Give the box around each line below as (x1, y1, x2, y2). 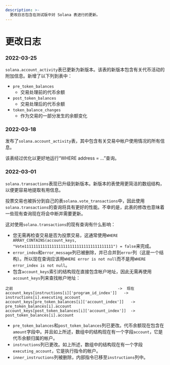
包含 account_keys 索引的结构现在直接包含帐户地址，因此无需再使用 (12, 268, 152, 274)
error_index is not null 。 (12, 262, 70, 268)
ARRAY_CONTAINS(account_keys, (12, 238, 77, 243)
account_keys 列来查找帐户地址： (12, 275, 80, 281)
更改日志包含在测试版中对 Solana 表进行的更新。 (10, 12, 100, 17)
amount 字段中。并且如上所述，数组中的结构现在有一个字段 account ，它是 (12, 328, 163, 334)
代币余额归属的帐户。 (12, 335, 58, 341)
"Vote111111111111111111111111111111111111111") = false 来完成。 (12, 243, 154, 249)
